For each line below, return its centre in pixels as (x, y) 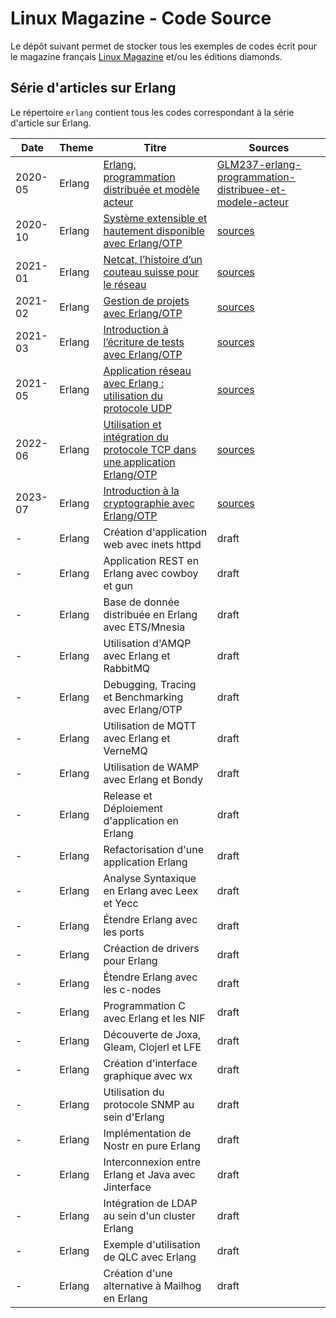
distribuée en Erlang (150, 614)
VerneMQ (125, 750)
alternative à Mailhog (152, 1285)
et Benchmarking (143, 697)
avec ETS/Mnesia (144, 627)
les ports (124, 932)
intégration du (136, 437)
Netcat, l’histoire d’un (153, 259)
